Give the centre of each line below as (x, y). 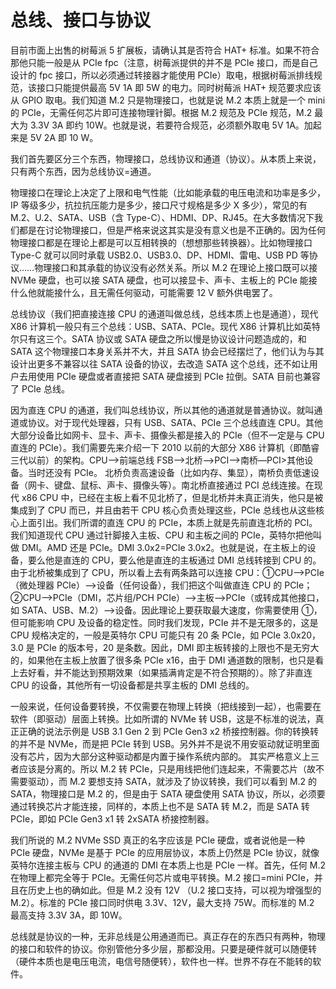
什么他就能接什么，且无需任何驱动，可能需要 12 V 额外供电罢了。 (144, 292)
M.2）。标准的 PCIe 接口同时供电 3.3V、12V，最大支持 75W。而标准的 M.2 (162, 902)
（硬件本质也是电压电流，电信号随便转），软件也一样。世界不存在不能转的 (161, 961)
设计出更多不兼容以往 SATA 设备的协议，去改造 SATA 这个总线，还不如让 (160, 363)
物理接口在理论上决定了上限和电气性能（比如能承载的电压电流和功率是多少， (168, 192)
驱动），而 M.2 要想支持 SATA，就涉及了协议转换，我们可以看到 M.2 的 (172, 781)
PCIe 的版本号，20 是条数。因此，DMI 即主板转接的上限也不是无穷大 (178, 647)
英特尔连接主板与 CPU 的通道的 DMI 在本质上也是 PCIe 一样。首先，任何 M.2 (168, 865)
